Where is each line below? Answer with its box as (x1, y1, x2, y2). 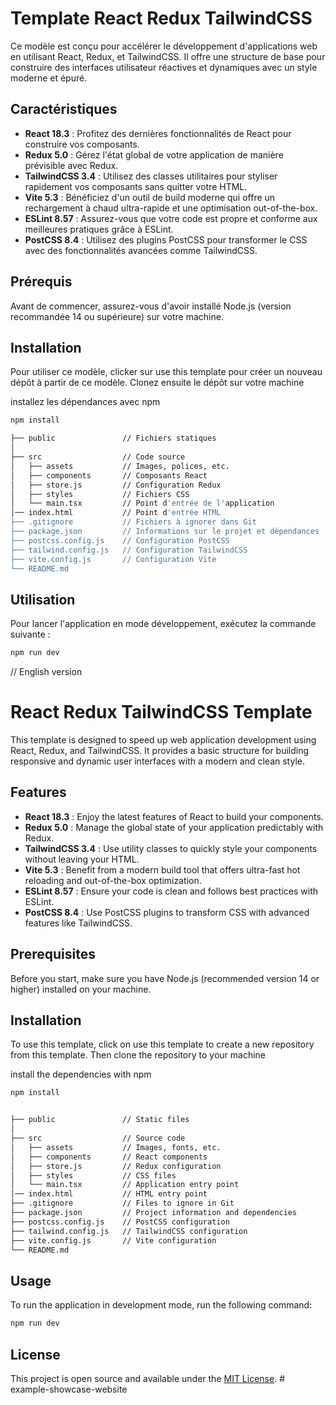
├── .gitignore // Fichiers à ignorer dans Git (10, 517, 257, 527)
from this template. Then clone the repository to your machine (10, 1049, 267, 1061)
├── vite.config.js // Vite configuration (10, 1235, 217, 1246)
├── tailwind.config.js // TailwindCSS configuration (10, 1226, 248, 1236)
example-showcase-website (10, 1383, 128, 1395)
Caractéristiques (10, 101, 118, 118)
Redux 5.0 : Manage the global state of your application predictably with (24, 821, 324, 833)
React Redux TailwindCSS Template (10, 701, 313, 724)
